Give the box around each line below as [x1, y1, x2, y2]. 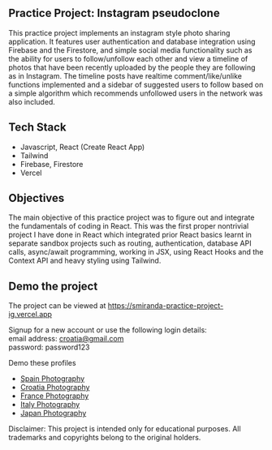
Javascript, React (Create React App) [19, 142, 145, 152]
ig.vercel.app [8, 310, 53, 319]
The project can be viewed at [8, 301, 106, 311]
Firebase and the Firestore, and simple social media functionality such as [8, 45, 253, 55]
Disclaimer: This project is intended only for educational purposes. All [8, 424, 241, 434]
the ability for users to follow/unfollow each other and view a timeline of [8, 54, 248, 63]
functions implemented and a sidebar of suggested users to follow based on [8, 79, 264, 89]
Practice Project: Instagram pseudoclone [8, 6, 221, 20]
